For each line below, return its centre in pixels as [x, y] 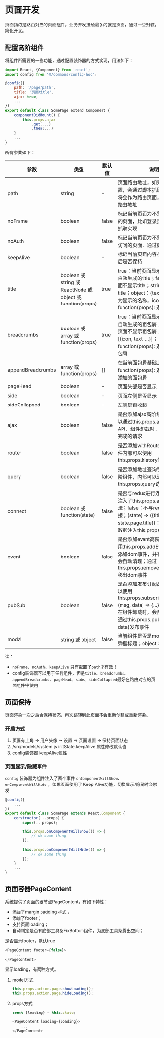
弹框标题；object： [139, 643]
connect [17, 511]
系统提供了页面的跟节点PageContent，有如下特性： [57, 901]
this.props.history [137, 460]
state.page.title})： [139, 523]
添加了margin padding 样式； [41, 912]
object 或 [71, 297]
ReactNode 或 [77, 290]
